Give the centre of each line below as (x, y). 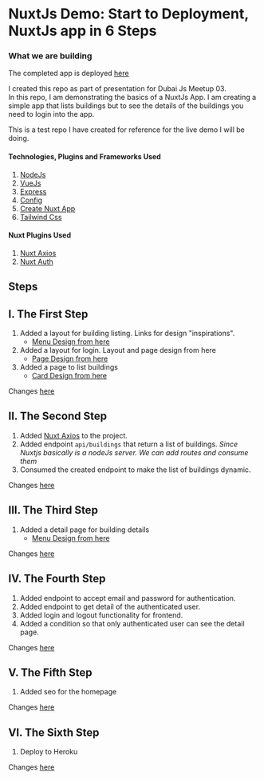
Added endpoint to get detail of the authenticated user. (110, 606)
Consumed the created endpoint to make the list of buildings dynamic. (135, 470)
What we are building (50, 56)
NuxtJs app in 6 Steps (83, 31)
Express (33, 191)
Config (31, 200)
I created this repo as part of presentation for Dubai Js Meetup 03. (118, 89)
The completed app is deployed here (69, 74)
